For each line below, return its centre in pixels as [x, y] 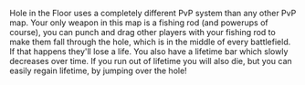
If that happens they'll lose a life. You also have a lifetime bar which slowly [149, 52]
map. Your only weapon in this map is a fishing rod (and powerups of [139, 23]
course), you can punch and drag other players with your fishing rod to [142, 32]
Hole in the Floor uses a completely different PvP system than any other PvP [153, 13]
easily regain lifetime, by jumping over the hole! [98, 71]
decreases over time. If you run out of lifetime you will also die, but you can [151, 61]
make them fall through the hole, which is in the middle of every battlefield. [150, 42]
